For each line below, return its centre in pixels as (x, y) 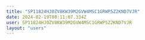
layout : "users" (26, 28)
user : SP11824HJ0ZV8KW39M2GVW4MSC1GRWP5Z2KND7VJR (69, 22)
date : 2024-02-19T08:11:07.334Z (46, 17)
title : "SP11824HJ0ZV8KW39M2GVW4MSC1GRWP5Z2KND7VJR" (73, 11)
